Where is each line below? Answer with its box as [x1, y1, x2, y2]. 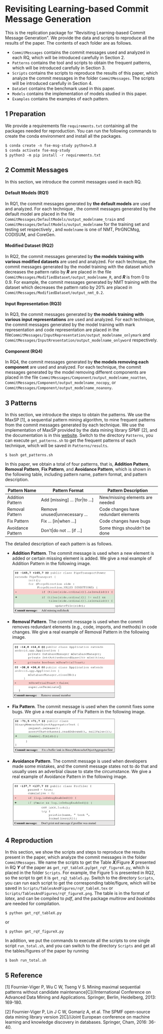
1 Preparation [5, 110, 46, 118]
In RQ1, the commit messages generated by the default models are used [5, 200, 150, 207]
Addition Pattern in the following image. [12, 561, 91, 566]
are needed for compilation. [5, 901, 61, 906]
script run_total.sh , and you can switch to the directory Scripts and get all [5, 943, 155, 949]
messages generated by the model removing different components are [5, 370, 147, 375]
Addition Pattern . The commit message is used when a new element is [12, 550, 154, 556]
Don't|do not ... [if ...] [41, 528, 82, 533]
